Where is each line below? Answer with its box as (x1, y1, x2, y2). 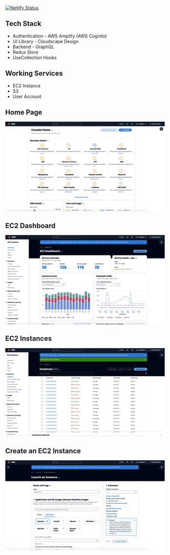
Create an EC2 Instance (5, 447, 81, 455)
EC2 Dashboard (5, 221, 56, 230)
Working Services (5, 69, 63, 78)
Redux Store (12, 49, 39, 55)
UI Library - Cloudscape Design (12, 38, 79, 44)
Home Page (5, 108, 42, 117)
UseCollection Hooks (12, 54, 57, 60)
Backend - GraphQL (12, 44, 55, 50)
